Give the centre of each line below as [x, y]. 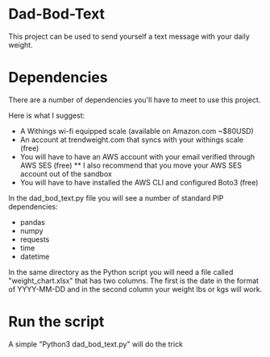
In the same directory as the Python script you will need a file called [121, 272]
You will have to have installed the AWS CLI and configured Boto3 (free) [139, 182]
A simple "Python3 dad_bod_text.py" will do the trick [96, 344]
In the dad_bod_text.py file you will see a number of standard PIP [116, 197]
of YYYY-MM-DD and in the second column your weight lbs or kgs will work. [135, 289]
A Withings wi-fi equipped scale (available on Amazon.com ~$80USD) [137, 131]
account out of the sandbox [66, 173]
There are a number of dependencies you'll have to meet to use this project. [135, 100]
